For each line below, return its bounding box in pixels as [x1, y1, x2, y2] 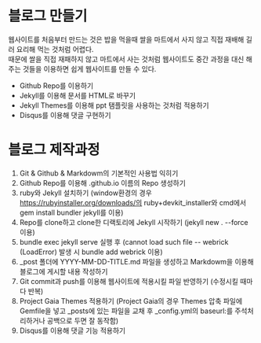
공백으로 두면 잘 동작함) [46, 315, 119, 325]
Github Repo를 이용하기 [19, 80, 94, 90]
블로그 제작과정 [8, 141, 100, 159]
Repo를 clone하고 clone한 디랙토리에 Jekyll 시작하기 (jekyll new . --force [19, 217, 248, 227]
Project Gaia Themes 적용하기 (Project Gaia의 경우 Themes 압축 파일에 [19, 296, 243, 305]
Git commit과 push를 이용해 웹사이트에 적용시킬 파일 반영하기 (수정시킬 [19, 276, 239, 286]
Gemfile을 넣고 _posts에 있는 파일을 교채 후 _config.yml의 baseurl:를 [19, 306, 234, 315]
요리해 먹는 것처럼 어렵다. [16, 44, 94, 53]
